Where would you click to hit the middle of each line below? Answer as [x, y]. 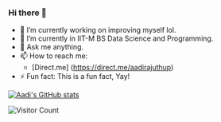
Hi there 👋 [28, 13]
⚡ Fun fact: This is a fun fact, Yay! [75, 77]
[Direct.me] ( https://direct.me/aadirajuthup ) [103, 68]
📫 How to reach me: [54, 56]
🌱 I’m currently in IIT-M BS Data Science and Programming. [116, 38]
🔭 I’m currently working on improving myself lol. [98, 30]
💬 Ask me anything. [52, 47]
